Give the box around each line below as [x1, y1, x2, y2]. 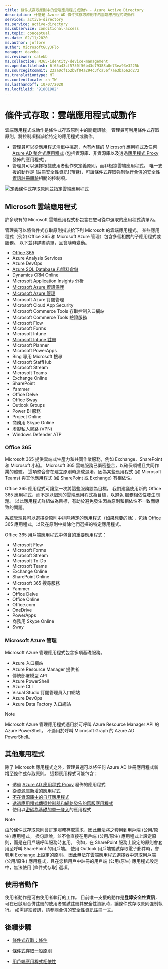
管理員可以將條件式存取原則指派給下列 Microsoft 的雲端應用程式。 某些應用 [5, 227, 160, 233]
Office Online [12, 596, 40, 602]
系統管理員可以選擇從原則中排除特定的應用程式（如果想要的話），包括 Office [5, 515, 161, 521]
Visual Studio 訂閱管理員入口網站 [12, 689, 80, 695]
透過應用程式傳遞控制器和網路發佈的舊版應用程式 [12, 800, 113, 806]
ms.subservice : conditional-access [5, 26, 79, 31]
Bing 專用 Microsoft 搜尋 [12, 354, 63, 360]
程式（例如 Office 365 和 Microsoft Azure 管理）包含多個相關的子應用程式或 [5, 234, 161, 240]
